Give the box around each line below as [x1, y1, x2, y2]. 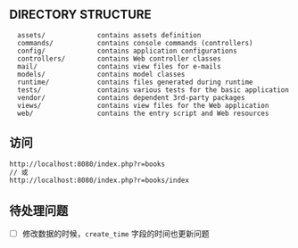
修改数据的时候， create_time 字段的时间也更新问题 [21, 228, 210, 239]
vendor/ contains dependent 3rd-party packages [17, 93, 245, 102]
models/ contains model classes [17, 70, 186, 79]
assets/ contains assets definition [17, 30, 202, 39]
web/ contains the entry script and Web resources [17, 109, 269, 118]
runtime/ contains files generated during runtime [17, 78, 253, 87]
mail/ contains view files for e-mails [17, 62, 221, 70]
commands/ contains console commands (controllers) [17, 38, 253, 47]
